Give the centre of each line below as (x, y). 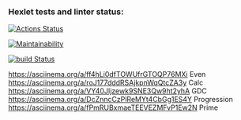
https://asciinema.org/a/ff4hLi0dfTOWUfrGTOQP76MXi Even (107, 75)
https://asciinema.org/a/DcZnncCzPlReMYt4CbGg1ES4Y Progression (120, 100)
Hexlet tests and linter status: (66, 12)
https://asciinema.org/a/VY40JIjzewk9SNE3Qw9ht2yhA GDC (108, 91)
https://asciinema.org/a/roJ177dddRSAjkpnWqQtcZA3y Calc (106, 83)
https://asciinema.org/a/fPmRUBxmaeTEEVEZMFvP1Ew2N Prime (113, 107)
